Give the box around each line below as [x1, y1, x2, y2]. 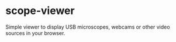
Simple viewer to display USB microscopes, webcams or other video [5, 23, 170, 30]
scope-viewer [5, 4, 75, 17]
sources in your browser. [5, 29, 65, 36]
